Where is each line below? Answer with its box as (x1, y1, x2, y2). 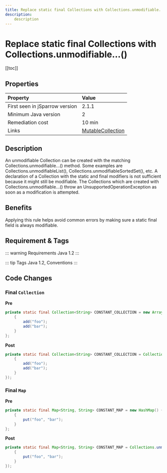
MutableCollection (82, 127, 125, 134)
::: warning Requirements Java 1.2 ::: (5, 250, 80, 256)
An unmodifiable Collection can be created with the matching (5, 157, 131, 163)
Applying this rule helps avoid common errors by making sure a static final (5, 217, 158, 223)
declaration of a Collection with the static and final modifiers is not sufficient (5, 173, 162, 179)
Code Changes (5, 274, 52, 282)
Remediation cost (7, 119, 49, 126)
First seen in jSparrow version (7, 103, 77, 110)
